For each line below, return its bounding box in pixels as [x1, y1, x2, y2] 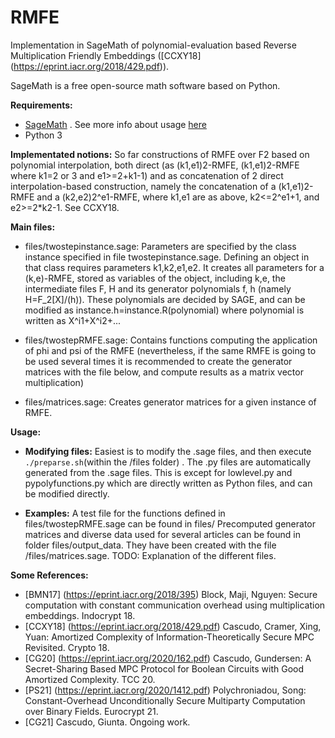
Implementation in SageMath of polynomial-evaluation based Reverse [10, 39, 297, 51]
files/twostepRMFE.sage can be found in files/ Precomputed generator [24, 517, 316, 530]
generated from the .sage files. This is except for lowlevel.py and [24, 466, 293, 478]
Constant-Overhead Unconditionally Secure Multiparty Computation [24, 694, 306, 706]
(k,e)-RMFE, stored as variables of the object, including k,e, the [24, 272, 286, 284]
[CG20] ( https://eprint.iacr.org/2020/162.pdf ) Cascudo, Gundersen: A [24, 652, 312, 664]
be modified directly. [24, 487, 110, 500]
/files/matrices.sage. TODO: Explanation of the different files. [24, 549, 277, 561]
